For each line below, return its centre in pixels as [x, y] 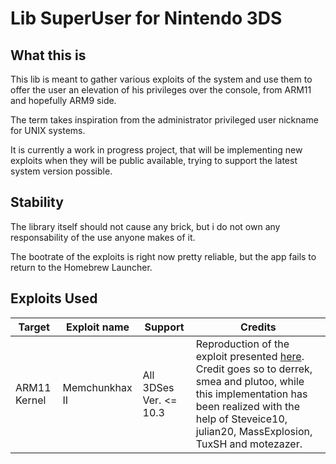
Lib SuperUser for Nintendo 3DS [146, 18]
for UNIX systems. [48, 130]
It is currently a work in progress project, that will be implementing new [156, 150]
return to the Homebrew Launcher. [81, 267]
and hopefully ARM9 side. [63, 100]
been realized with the [247, 406]
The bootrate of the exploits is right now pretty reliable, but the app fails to [163, 256]
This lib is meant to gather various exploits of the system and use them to [161, 79]
